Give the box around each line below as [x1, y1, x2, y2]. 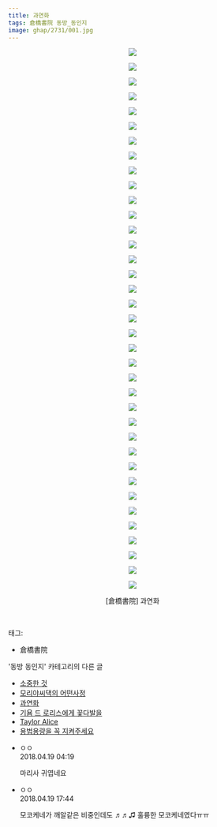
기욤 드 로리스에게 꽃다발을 [19, 708, 103, 718]
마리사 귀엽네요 [19, 769, 67, 778]
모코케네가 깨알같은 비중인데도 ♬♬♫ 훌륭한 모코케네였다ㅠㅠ [19, 810, 210, 820]
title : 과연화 [8, 11, 50, 20]
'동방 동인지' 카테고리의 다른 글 [8, 662, 103, 672]
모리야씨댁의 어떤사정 [19, 688, 86, 698]
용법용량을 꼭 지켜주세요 [19, 727, 95, 736]
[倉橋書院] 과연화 [105, 597, 160, 606]
